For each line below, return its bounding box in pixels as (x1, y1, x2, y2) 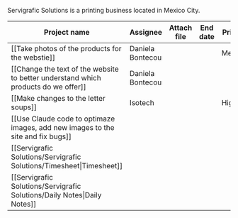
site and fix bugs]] (11, 131, 72, 141)
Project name (43, 28, 90, 37)
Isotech (130, 98, 154, 107)
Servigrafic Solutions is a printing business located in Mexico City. (7, 6, 200, 14)
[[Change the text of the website (11, 64, 119, 74)
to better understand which (11, 73, 101, 82)
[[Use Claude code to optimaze (11, 114, 115, 124)
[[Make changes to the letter (11, 94, 106, 103)
